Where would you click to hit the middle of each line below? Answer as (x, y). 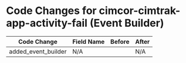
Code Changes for (51, 11)
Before (120, 41)
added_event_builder (38, 51)
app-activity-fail (47, 23)
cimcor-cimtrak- (140, 11)
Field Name (89, 41)
